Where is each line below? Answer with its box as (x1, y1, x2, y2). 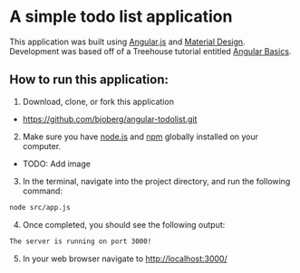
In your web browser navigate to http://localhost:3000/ (22, 253, 228, 264)
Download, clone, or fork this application (22, 96, 175, 107)
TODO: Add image (22, 158, 91, 169)
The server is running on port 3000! (9, 237, 152, 246)
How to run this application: (9, 72, 169, 88)
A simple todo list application (9, 6, 233, 27)
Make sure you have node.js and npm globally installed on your (22, 131, 259, 142)
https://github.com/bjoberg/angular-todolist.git (22, 113, 198, 124)
